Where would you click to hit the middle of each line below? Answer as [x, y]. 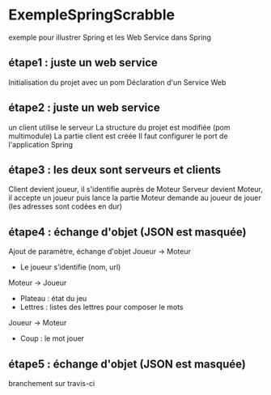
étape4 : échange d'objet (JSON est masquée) [127, 232]
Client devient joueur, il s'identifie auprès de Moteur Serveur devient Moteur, [135, 189]
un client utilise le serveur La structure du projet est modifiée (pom [119, 127]
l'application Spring [41, 144]
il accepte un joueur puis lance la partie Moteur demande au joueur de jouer [135, 198]
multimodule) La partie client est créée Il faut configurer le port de [118, 136]
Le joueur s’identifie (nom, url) [70, 267]
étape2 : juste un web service [84, 108]
